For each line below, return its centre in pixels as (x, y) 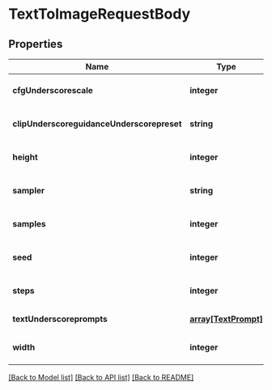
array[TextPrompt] (226, 319)
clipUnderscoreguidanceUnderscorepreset (97, 124)
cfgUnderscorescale (53, 90)
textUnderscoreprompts (60, 319)
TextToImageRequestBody (100, 14)
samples (29, 224)
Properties (36, 44)
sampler (29, 191)
